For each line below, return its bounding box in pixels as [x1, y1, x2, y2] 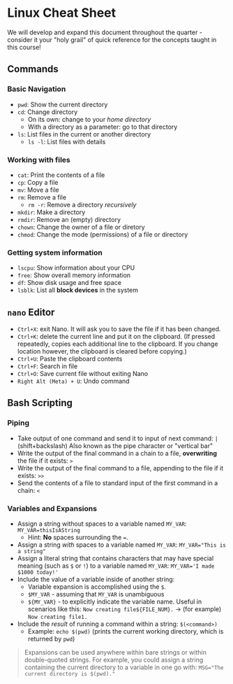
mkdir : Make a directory [17, 208, 86, 216]
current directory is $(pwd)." [24, 671, 116, 678]
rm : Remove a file [17, 193, 67, 201]
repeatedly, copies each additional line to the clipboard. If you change [17, 340, 218, 348]
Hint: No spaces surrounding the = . [27, 533, 128, 542]
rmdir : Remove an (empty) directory [17, 215, 121, 223]
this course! [7, 43, 42, 51]
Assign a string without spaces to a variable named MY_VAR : [17, 519, 187, 528]
